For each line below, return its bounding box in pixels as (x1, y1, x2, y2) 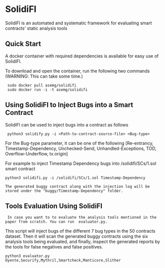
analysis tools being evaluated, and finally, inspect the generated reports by (5, 239, 161, 245)
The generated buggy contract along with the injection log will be (5, 184, 150, 189)
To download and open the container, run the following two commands (5, 68, 150, 74)
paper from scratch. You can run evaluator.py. (5, 219, 108, 225)
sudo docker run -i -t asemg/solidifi (7, 87, 88, 92)
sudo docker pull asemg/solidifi (7, 83, 77, 88)
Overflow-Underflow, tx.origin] (5, 150, 68, 156)
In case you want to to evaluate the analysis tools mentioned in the (7, 215, 157, 220)
